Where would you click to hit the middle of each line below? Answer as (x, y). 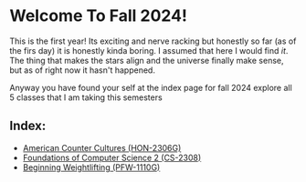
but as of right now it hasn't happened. (82, 70)
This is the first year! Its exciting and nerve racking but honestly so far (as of (153, 41)
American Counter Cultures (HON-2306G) (102, 147)
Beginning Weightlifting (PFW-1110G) (91, 167)
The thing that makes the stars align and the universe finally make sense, (147, 60)
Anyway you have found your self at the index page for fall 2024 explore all (151, 87)
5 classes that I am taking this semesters (86, 97)
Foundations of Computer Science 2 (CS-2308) (112, 157)
